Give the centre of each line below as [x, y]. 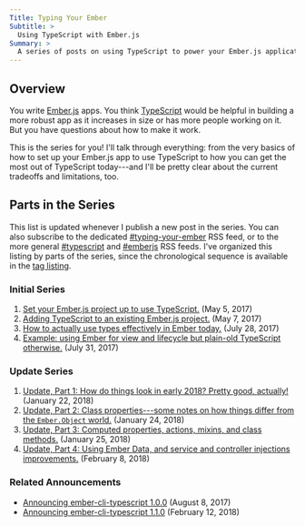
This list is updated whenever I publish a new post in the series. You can [144, 227]
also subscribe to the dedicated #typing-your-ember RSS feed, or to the [144, 237]
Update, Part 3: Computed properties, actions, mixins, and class [142, 430]
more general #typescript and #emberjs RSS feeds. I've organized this [141, 246]
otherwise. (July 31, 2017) [71, 348]
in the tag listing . [40, 266]
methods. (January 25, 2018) [77, 440]
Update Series [42, 371]
